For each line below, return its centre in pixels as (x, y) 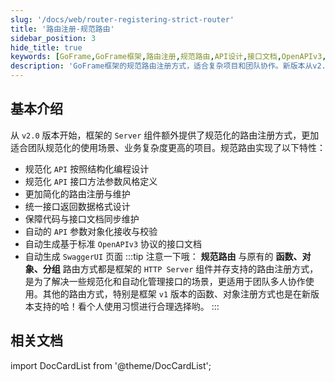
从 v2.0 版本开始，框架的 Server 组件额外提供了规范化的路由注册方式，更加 (165, 135)
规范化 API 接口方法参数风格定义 (91, 181)
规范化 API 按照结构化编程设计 (87, 168)
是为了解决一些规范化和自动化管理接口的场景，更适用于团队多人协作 (165, 281)
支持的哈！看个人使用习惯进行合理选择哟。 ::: (126, 306)
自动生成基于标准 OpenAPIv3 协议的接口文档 (113, 243)
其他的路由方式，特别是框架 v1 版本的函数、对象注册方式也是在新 (176, 293)
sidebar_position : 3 (53, 38)
